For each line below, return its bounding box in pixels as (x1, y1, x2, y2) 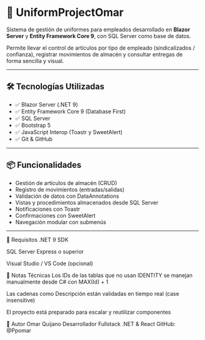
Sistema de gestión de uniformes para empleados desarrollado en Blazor (6, 26, 190, 33)
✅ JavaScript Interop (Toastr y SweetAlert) (15, 128, 123, 135)
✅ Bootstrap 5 (15, 121, 51, 129)
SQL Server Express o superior (6, 247, 84, 255)
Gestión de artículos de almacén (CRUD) (15, 179, 118, 186)
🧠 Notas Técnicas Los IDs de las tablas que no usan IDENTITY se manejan (6, 271, 193, 279)
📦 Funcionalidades (6, 160, 82, 170)
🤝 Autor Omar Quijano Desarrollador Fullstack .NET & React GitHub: (6, 320, 176, 327)
